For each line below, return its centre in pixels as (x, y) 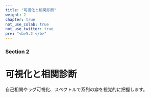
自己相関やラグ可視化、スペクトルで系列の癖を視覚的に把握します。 (77, 89)
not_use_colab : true (27, 24)
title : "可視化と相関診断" (31, 10)
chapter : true (20, 19)
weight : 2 (16, 15)
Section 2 (17, 52)
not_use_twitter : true (29, 29)
